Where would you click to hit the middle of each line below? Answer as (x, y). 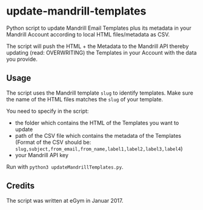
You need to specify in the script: (48, 111)
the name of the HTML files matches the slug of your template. (85, 99)
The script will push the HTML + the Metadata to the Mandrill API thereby (98, 46)
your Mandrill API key (42, 155)
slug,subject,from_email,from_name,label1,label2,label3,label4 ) (99, 148)
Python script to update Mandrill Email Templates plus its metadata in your (99, 28)
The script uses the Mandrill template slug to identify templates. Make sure (100, 93)
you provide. (22, 59)
